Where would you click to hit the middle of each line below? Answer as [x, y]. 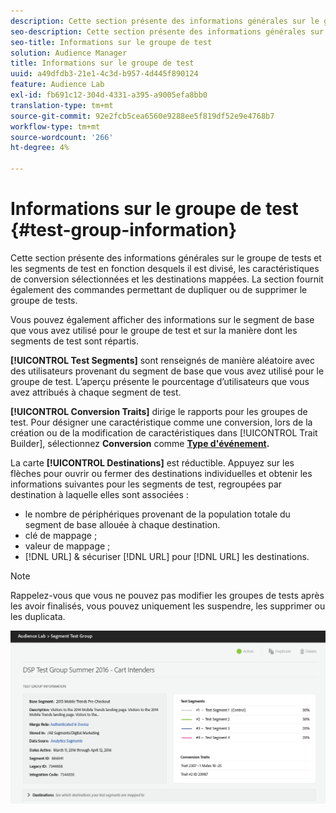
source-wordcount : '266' [62, 137]
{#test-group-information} [124, 230]
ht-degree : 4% [40, 148]
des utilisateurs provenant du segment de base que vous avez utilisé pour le [167, 371]
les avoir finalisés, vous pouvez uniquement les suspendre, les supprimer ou [168, 606]
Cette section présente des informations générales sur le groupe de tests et [166, 257]
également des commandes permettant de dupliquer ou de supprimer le [159, 289]
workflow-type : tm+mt [55, 126]
